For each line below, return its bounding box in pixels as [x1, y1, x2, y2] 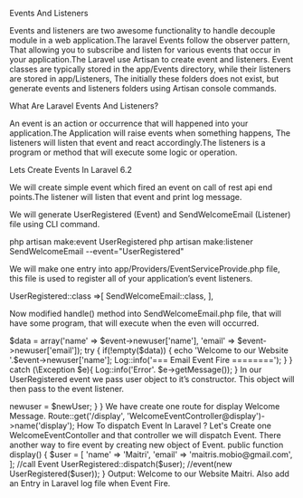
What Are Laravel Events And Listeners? [9, 101, 159, 111]
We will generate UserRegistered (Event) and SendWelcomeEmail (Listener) [9, 209, 291, 220]
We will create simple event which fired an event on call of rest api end [9, 182, 273, 193]
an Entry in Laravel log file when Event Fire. [9, 478, 171, 488]
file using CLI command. [9, 219, 100, 229]
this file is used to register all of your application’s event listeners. [9, 273, 253, 283]
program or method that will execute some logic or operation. [9, 147, 238, 158]
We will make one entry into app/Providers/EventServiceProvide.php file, [9, 263, 280, 274]
